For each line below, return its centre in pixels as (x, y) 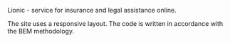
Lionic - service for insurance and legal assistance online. (92, 10)
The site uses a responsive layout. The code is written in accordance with (115, 23)
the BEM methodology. (41, 31)
